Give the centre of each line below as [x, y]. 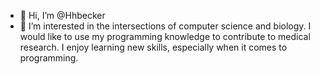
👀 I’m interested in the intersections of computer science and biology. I [165, 26]
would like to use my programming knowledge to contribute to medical [165, 36]
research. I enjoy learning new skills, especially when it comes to [153, 47]
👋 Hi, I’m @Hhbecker [62, 15]
